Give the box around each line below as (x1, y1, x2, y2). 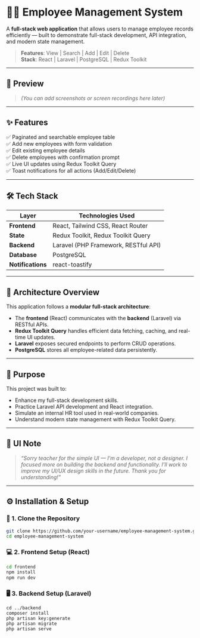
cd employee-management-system (6, 533, 84, 539)
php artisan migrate (6, 621, 58, 627)
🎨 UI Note (6, 438, 42, 449)
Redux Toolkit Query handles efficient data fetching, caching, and (14, 327, 177, 335)
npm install (6, 569, 36, 575)
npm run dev (6, 575, 36, 581)
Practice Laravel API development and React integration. (14, 403, 154, 410)
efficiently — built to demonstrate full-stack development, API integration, (6, 31, 187, 38)
